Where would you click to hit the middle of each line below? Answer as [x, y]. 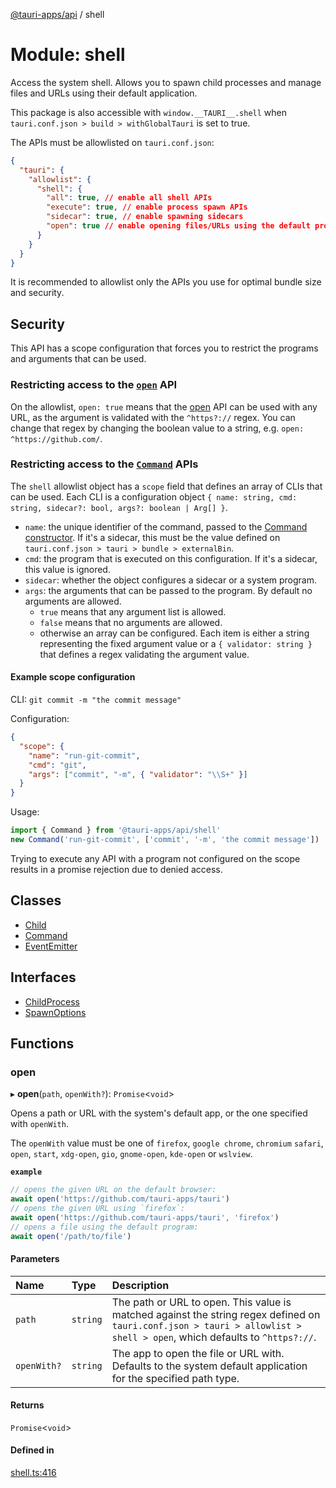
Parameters [35, 1259]
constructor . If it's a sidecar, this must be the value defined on [152, 537]
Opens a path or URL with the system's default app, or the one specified [159, 1113]
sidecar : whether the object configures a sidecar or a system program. [171, 580]
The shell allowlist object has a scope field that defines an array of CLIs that [166, 486]
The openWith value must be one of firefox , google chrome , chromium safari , [167, 1143]
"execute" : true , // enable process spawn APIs [147, 207]
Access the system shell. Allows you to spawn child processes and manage [166, 82]
